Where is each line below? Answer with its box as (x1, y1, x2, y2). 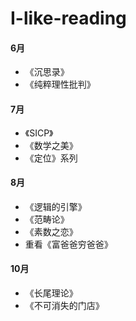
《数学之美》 (24, 139, 78, 151)
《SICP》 (24, 127, 54, 139)
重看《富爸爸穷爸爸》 (24, 238, 113, 250)
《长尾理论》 (24, 287, 78, 299)
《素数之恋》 (24, 225, 78, 237)
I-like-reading (10, 7, 127, 30)
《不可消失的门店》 (24, 300, 105, 311)
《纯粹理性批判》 (24, 78, 96, 91)
